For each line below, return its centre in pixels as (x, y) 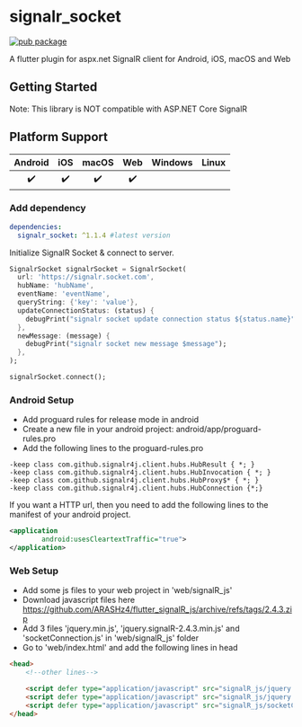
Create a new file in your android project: (98, 430)
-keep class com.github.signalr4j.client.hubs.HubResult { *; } (132, 465)
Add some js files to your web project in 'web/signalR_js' (127, 590)
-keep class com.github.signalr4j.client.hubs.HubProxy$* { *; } (134, 481)
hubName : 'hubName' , (56, 286)
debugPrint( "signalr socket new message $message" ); (126, 344)
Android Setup (42, 400)
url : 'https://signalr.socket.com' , (86, 277)
